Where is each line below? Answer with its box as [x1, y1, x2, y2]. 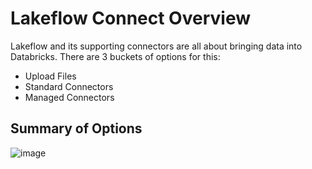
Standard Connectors [24, 80, 114, 92]
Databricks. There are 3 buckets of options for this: [10, 50, 221, 62]
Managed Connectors [24, 91, 115, 103]
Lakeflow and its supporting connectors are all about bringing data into [10, 40, 303, 52]
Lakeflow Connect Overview [10, 7, 251, 30]
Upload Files [24, 70, 77, 82]
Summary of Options [10, 120, 143, 137]
